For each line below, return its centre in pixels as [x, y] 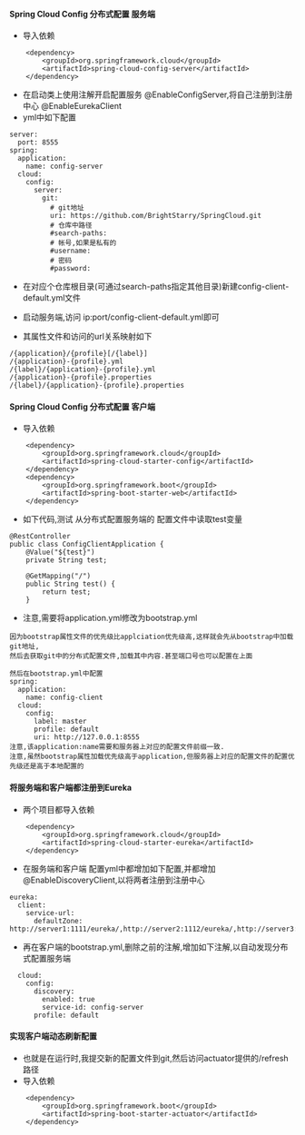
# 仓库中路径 [71, 226]
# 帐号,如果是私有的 [83, 243]
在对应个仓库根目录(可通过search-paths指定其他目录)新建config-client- [156, 287]
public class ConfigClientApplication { [87, 545]
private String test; [66, 560]
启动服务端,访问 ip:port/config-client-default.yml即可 [121, 317]
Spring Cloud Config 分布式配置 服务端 [83, 14]
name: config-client [64, 698]
